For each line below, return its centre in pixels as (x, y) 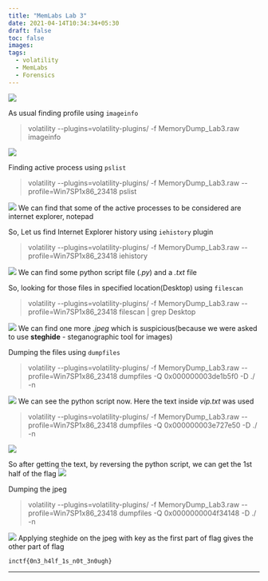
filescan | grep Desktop (158, 312)
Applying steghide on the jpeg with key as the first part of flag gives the (136, 538)
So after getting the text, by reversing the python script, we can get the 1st (130, 464)
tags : (17, 53)
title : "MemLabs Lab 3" (48, 16)
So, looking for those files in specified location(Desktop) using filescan (126, 288)
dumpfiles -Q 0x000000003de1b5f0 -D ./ (187, 376)
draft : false (30, 30)
